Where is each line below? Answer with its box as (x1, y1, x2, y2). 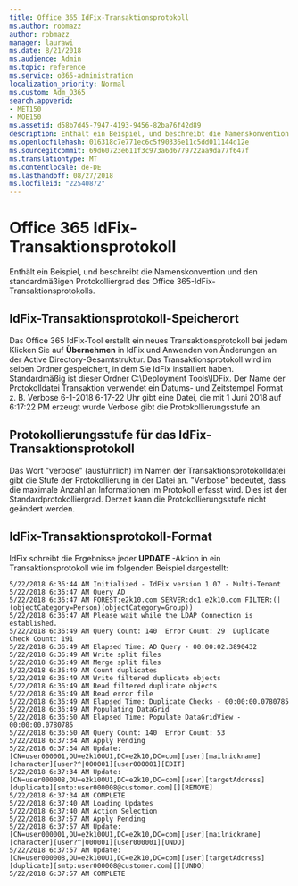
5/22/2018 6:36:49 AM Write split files (9, 650, 162, 659)
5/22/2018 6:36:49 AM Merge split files (9, 658, 162, 667)
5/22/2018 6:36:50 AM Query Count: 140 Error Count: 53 (9, 728, 226, 738)
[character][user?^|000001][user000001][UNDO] (9, 838, 186, 847)
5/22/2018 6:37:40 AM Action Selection (9, 806, 158, 815)
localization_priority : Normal (9, 80, 126, 89)
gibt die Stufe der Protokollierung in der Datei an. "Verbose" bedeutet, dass (9, 475, 286, 485)
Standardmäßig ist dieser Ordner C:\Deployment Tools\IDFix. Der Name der (9, 373, 286, 384)
